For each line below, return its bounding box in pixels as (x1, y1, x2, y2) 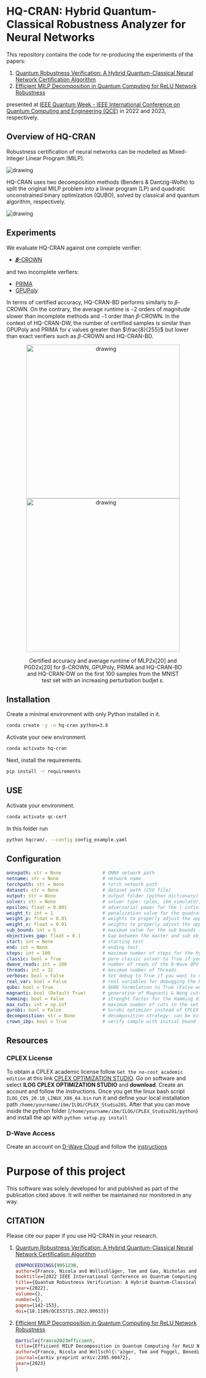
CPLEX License (6, 1054, 53, 1063)
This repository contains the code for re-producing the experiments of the (6, 50, 194, 58)
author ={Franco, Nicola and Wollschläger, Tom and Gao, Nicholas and (15, 1268, 197, 1274)
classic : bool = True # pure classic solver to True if (6, 956, 191, 962)
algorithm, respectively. (6, 198, 66, 205)
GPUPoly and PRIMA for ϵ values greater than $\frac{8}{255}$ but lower (6, 326, 189, 333)
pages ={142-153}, (15, 1302, 60, 1309)
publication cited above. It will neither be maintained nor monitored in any (6, 1191, 192, 1199)
